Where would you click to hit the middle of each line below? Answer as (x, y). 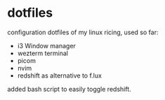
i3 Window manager (46, 45)
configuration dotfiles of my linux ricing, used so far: (83, 32)
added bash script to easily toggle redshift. (69, 89)
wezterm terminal (43, 53)
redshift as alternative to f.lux (59, 76)
